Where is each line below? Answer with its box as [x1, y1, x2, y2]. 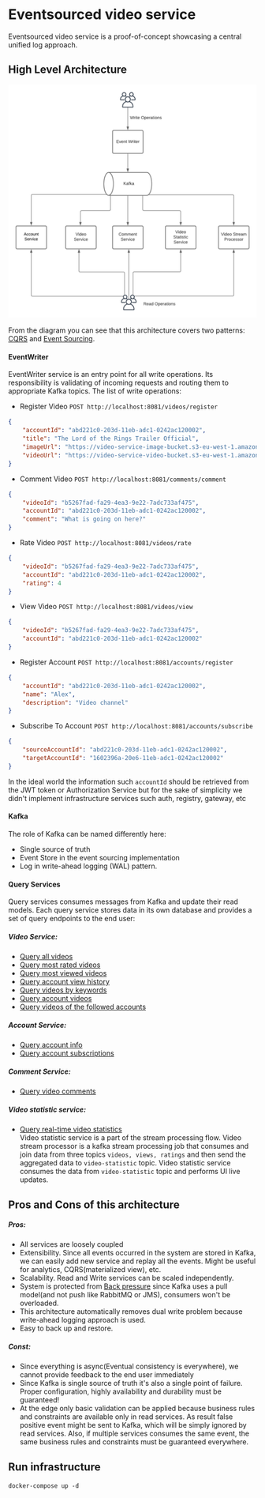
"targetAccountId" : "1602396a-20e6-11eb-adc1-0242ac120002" [22, 755, 224, 762]
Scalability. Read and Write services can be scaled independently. [19, 1274, 234, 1283]
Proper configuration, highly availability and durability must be [19, 1387, 222, 1396]
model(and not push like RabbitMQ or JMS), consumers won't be [19, 1290, 231, 1300]
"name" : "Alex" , [22, 690, 77, 698]
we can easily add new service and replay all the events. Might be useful [19, 1256, 256, 1266]
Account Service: [8, 1020, 67, 1029]
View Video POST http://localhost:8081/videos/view [19, 602, 193, 612]
